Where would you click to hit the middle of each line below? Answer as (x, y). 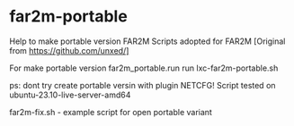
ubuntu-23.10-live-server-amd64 (70, 95)
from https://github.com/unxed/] (69, 50)
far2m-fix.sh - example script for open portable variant (111, 112)
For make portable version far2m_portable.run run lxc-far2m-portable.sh (144, 68)
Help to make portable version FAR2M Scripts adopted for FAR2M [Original (147, 41)
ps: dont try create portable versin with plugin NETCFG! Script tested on (143, 85)
